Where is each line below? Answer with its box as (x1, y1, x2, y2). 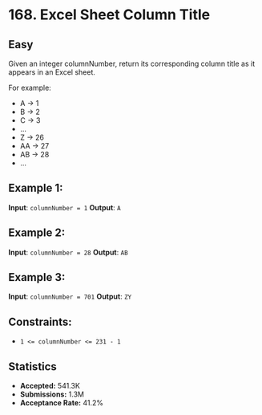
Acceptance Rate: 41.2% (19, 398, 104, 408)
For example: (8, 83, 52, 92)
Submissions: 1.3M (19, 389, 84, 399)
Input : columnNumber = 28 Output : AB (8, 247, 128, 257)
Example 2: (8, 226, 66, 240)
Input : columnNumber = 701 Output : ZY (8, 291, 132, 302)
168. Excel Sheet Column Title (8, 6, 211, 24)
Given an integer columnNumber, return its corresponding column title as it (8, 59, 256, 68)
